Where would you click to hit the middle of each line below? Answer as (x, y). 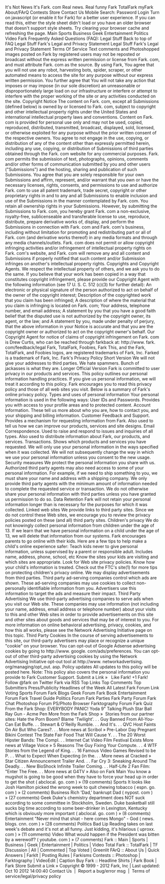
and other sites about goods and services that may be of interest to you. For (82, 620)
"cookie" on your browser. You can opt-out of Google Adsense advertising (80, 646)
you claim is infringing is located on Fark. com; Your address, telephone (78, 306)
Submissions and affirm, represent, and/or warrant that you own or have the (82, 180)
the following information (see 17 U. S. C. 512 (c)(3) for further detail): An (78, 285)
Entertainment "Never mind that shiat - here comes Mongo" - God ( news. (80, 818)
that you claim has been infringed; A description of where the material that (80, 300)
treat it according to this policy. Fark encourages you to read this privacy (79, 384)
